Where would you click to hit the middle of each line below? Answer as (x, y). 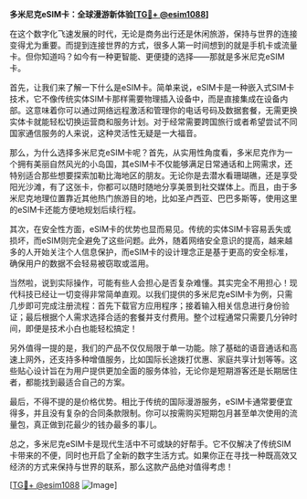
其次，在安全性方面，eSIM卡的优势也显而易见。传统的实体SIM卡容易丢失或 (150, 229)
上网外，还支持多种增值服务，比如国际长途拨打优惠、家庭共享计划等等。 (153, 359)
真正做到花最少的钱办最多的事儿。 (97, 425)
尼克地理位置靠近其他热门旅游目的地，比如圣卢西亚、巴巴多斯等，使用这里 (157, 198)
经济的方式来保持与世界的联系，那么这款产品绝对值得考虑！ (122, 467)
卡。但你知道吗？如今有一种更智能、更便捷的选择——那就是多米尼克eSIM (147, 57)
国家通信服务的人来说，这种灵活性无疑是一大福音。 (106, 133)
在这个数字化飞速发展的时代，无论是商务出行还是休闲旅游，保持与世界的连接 (153, 34)
